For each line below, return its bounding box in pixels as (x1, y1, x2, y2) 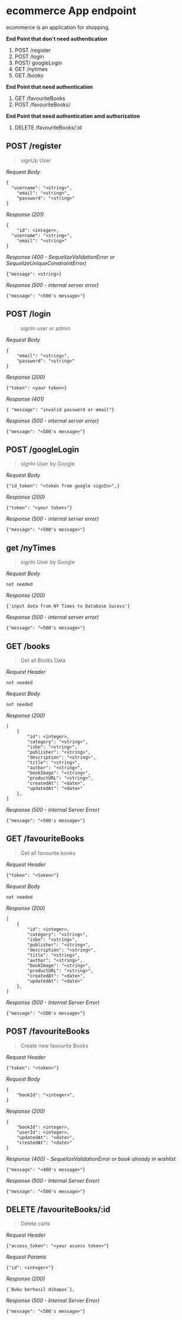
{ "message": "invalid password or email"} (6, 406, 115, 412)
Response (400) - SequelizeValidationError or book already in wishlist (6, 1155, 176, 1162)
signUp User (20, 157, 51, 164)
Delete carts (20, 1220, 51, 1227)
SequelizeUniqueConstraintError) (6, 259, 87, 267)
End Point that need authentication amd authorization (6, 112, 140, 120)
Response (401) (6, 395, 44, 402)
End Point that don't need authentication (6, 35, 108, 42)
